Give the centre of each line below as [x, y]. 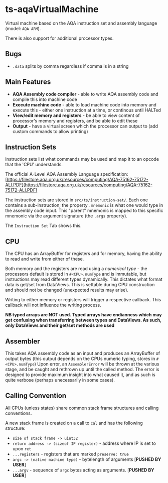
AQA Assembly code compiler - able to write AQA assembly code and [86, 94]
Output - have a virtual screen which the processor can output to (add [85, 126]
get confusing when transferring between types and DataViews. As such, [83, 320]
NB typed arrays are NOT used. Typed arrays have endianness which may [83, 315]
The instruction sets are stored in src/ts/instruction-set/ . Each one [76, 200]
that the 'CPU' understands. [34, 165]
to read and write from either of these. [45, 259]
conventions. [19, 413]
